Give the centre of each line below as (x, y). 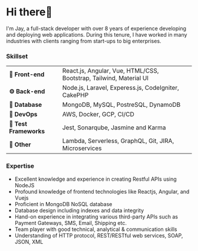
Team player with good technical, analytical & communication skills (96, 229)
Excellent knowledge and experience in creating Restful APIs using (95, 179)
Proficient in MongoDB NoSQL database (63, 204)
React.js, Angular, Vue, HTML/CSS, (110, 71)
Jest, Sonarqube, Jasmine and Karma (114, 128)
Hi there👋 (29, 12)
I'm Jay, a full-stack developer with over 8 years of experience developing (96, 28)
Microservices (82, 148)
